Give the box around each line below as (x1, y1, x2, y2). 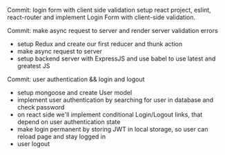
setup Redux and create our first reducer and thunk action (17, 40, 183, 48)
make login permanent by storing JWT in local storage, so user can (17, 125, 208, 133)
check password (17, 103, 65, 111)
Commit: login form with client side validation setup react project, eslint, (7, 6, 212, 14)
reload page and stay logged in (17, 132, 106, 141)
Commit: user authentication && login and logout (7, 75, 145, 83)
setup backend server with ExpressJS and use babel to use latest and (17, 54, 216, 63)
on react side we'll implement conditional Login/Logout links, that (17, 110, 203, 118)
